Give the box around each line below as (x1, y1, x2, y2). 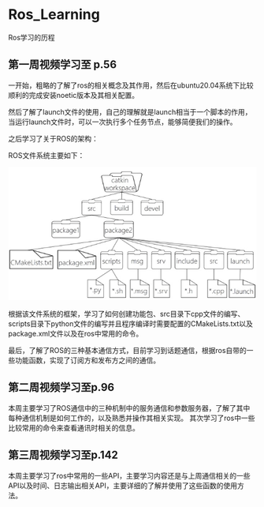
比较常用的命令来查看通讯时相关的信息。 (8, 422, 139, 432)
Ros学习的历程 (8, 32, 55, 42)
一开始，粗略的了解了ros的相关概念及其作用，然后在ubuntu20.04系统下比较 (8, 81, 254, 90)
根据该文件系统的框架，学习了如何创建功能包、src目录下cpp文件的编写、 (8, 310, 245, 318)
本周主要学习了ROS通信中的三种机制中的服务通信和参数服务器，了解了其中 (8, 403, 251, 412)
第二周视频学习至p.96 (8, 381, 115, 394)
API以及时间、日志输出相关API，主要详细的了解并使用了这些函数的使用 (8, 480, 238, 490)
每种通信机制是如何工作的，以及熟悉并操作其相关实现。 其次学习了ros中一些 (8, 413, 255, 422)
